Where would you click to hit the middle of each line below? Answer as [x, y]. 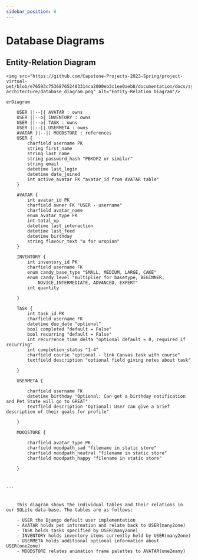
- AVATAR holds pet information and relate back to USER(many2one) [101, 525]
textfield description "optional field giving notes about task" [109, 360]
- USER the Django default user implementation [76, 520]
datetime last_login [52, 169]
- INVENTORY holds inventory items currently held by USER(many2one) [104, 536]
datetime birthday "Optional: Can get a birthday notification [106, 396]
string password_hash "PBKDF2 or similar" [80, 159]
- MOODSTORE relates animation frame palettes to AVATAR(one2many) [101, 551]
